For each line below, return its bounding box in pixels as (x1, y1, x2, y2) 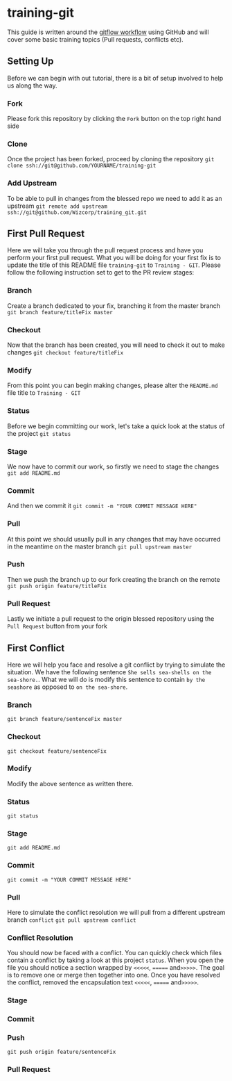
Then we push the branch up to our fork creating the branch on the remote (7, 575, 220, 583)
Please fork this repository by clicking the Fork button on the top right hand (7, 115, 222, 123)
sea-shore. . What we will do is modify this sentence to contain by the (7, 675, 206, 683)
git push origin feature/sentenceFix (7, 1048, 116, 1056)
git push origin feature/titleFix (7, 583, 107, 590)
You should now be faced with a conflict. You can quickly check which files (7, 949, 222, 957)
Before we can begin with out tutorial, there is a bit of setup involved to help (7, 74, 224, 82)
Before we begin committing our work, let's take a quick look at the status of (7, 422, 225, 430)
